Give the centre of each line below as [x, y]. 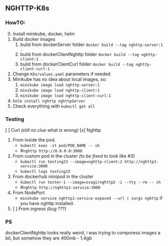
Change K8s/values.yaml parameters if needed [61, 74]
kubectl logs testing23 [45, 171]
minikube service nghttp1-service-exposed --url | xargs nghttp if [91, 198]
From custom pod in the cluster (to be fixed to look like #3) [74, 156]
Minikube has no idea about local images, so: [60, 79]
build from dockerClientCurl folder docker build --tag [77, 64]
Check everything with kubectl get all [54, 106]
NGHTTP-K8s [27, 8]
